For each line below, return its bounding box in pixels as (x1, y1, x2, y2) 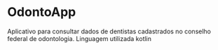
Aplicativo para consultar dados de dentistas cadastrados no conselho (7, 27, 212, 35)
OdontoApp (7, 4, 76, 20)
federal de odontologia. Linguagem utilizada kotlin (7, 34, 152, 42)
